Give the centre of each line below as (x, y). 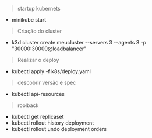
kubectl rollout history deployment (53, 123)
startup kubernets (39, 8)
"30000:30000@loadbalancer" (49, 49)
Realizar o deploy (38, 60)
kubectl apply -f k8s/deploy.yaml (51, 71)
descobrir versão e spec (47, 82)
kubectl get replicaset (38, 117)
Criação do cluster (40, 31)
